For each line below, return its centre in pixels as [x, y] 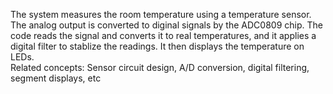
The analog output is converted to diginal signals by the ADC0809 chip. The [166, 25]
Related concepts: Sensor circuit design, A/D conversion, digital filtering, [160, 67]
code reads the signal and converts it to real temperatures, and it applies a [163, 35]
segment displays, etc [56, 78]
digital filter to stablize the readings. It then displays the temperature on [157, 46]
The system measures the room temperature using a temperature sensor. [161, 14]
